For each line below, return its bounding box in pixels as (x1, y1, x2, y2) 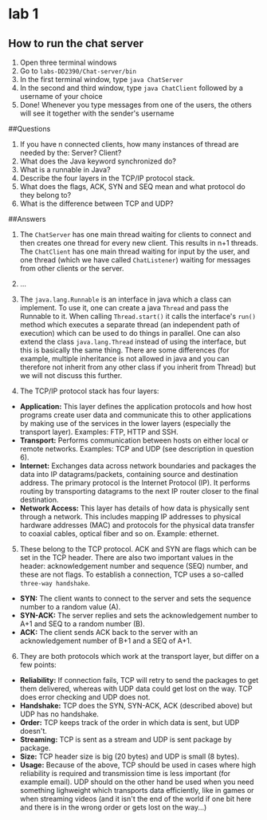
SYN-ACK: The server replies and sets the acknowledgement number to (19, 611, 258, 620)
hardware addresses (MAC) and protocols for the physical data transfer (19, 520, 255, 530)
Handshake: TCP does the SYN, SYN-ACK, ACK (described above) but (19, 701, 253, 710)
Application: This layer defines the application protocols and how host (19, 402, 253, 411)
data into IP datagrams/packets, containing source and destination (19, 470, 238, 479)
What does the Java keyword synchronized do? (19, 156, 177, 166)
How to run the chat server (8, 37, 144, 50)
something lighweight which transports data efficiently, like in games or (19, 786, 254, 794)
